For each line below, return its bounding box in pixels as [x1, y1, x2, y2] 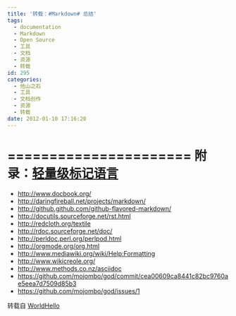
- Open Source [13, 37, 55, 44]
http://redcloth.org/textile [17, 219, 92, 228]
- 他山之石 [13, 83, 42, 90]
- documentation [13, 23, 61, 30]
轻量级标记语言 [32, 165, 119, 181]
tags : [7, 17, 23, 24]
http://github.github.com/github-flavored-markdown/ [17, 204, 172, 212]
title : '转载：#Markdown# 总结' [7, 10, 97, 18]
